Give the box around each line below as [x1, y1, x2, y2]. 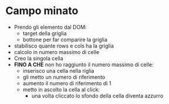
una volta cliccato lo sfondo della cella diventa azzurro [31, 92, 164, 99]
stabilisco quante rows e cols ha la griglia [13, 42, 114, 49]
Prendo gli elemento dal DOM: [13, 24, 87, 31]
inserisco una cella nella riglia [22, 67, 94, 74]
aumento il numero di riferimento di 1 [22, 79, 111, 86]
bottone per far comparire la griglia [22, 36, 108, 43]
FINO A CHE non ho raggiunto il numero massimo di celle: [13, 61, 154, 68]
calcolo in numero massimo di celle [13, 48, 100, 55]
